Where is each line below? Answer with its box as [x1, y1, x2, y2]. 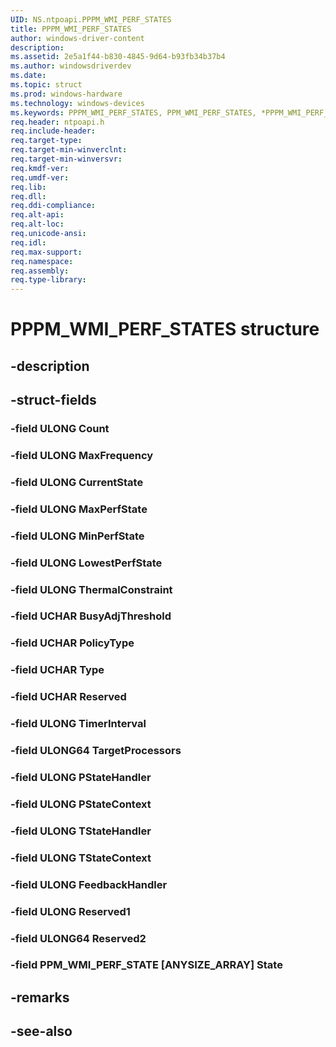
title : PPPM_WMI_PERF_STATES [10, 24, 132, 34]
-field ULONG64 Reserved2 [10, 931, 147, 945]
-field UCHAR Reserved [10, 690, 127, 704]
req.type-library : [10, 275, 87, 285]
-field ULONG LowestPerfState [10, 556, 163, 570]
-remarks [10, 989, 70, 1006]
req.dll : [10, 191, 47, 201]
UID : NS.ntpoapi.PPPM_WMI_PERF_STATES [10, 14, 172, 25]
